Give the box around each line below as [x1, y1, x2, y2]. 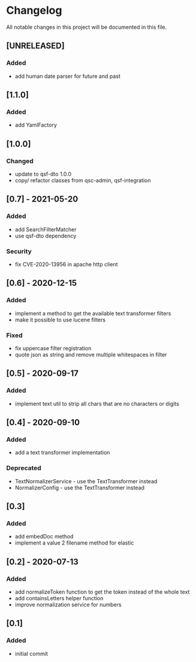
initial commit [14, 650, 48, 657]
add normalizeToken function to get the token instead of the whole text [14, 588, 190, 595]
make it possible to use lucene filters [14, 316, 106, 323]
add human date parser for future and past [14, 73, 121, 80]
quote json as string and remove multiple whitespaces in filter [14, 351, 167, 358]
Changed [6, 157, 34, 165]
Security [6, 247, 32, 255]
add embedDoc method [14, 533, 74, 540]
